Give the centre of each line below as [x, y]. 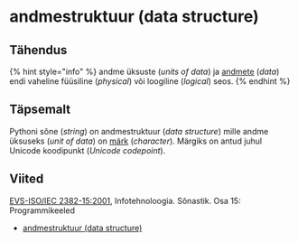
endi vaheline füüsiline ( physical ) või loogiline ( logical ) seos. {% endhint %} [150, 81]
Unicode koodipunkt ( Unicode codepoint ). [88, 150]
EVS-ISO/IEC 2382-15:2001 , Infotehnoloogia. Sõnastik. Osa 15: [125, 200]
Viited [27, 179]
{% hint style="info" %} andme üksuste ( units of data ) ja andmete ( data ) [144, 71]
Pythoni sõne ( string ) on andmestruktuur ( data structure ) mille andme [139, 131]
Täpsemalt [40, 110]
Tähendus [38, 50]
